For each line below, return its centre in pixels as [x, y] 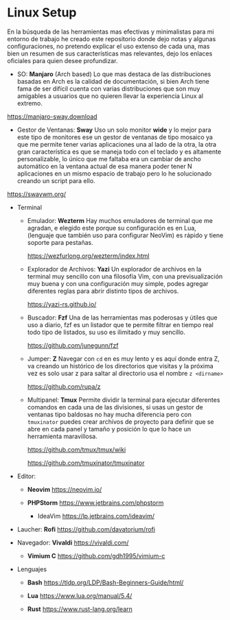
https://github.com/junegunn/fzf [73, 345]
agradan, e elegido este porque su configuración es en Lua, [112, 228]
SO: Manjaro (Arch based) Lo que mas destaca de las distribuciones [114, 74]
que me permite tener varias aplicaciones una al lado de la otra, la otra [117, 144]
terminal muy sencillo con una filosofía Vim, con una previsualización [125, 276]
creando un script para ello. [56, 180]
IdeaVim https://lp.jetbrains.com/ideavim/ [96, 516]
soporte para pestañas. [60, 242]
